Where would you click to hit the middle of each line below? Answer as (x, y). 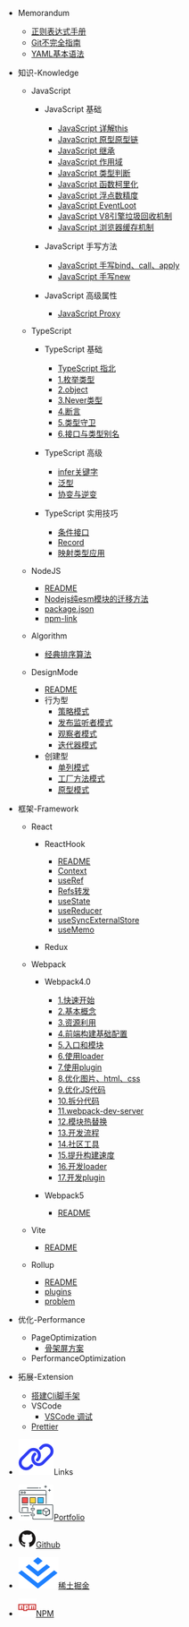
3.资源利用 (77, 1023)
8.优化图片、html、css (99, 1079)
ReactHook (65, 844)
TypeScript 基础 (74, 349)
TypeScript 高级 (74, 453)
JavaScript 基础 (73, 109)
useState (74, 901)
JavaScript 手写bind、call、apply (119, 265)
